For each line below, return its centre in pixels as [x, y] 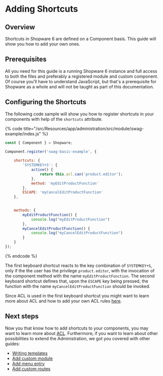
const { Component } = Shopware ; [39, 143]
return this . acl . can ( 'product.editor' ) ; [81, 174]
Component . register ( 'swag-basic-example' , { [51, 152]
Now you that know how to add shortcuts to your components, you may [77, 328]
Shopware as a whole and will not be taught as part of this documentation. [80, 87]
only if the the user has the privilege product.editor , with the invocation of [80, 270]
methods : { [25, 210]
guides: [13, 344]
